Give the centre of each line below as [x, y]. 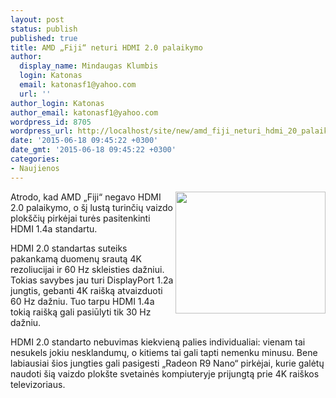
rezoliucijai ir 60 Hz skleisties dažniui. [87, 269]
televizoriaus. [38, 384]
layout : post [37, 19]
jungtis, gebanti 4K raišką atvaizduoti [86, 290]
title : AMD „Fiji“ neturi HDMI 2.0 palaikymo [106, 47]
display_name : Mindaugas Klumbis [89, 66]
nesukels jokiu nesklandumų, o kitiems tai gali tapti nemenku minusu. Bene [164, 352]
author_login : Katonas [57, 103]
